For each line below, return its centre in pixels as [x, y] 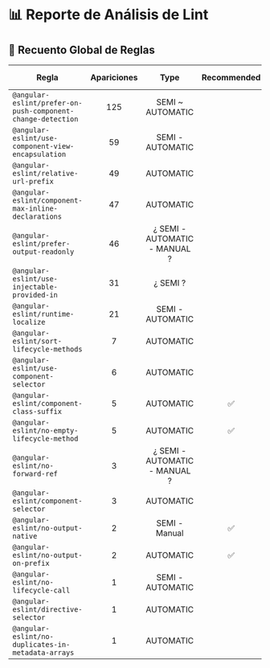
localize [29, 322]
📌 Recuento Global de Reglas [82, 49]
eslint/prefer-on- [47, 103]
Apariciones [114, 78]
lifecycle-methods [47, 349]
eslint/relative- [45, 173]
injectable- [35, 287]
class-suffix [37, 411]
